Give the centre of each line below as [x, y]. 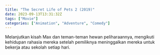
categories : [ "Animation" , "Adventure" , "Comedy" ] [58, 23]
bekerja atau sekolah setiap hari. [38, 47]
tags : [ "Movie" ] [21, 18]
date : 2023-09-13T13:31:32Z [34, 14]
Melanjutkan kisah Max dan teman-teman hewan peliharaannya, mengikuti [80, 37]
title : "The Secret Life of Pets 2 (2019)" [50, 9]
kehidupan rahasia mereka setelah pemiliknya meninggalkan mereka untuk [80, 42]
